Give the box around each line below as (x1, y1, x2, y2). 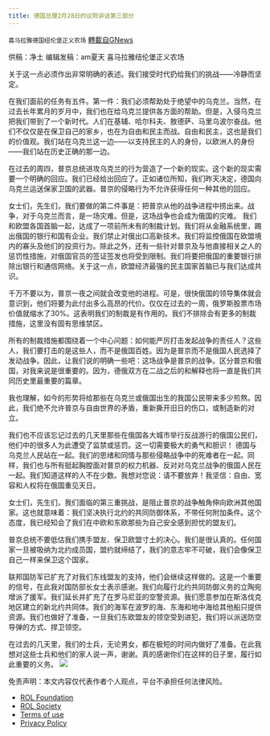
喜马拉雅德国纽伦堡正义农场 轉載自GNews (8, 35, 134, 44)
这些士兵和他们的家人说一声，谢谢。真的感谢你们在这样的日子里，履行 (22, 649, 255, 659)
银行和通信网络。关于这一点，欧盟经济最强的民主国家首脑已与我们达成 (22, 261, 255, 270)
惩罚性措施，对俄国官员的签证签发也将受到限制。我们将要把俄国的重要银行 (8, 251, 255, 261)
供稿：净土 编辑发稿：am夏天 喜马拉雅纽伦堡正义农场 (8, 51, 185, 61)
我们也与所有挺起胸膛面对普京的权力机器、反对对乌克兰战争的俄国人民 (22, 460, 255, 470)
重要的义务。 (14, 659, 58, 668)
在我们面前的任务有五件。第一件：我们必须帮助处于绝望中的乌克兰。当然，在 (8, 96, 262, 105)
